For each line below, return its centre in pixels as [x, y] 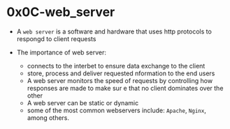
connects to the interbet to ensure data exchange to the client [116, 66]
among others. [48, 117]
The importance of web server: [61, 52]
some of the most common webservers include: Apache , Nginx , [117, 110]
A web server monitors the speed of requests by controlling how [120, 80]
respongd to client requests [56, 38]
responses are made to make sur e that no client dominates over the [125, 88]
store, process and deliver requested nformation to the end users [121, 73]
